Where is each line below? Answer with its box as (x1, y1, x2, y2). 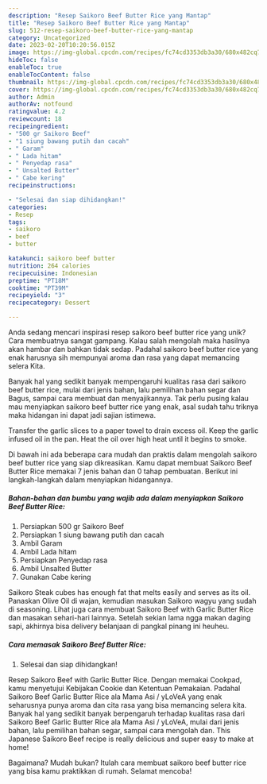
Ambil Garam (19, 538, 63, 548)
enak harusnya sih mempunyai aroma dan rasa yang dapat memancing (8, 353, 240, 362)
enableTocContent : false (8, 71, 91, 79)
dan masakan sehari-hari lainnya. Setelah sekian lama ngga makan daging (8, 612, 251, 622)
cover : (8, 85, 30, 94)
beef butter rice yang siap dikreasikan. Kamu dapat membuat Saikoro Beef (8, 458, 253, 467)
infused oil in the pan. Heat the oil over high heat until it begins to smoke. (8, 434, 247, 443)
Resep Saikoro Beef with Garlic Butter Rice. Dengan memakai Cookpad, (8, 674, 242, 684)
